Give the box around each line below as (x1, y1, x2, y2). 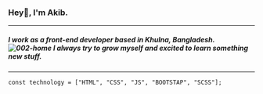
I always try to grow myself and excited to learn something (52, 43, 249, 52)
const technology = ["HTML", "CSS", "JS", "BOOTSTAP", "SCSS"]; (8, 78, 222, 87)
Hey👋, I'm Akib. (8, 7, 68, 18)
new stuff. (8, 51, 42, 61)
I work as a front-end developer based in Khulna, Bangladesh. (8, 34, 215, 44)
